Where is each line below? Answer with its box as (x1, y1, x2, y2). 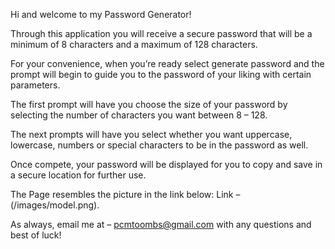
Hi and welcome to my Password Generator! (10, 9, 192, 20)
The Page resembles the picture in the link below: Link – (10, 189, 241, 200)
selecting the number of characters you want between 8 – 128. (10, 109, 268, 121)
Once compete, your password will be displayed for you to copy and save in (10, 159, 323, 170)
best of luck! (10, 229, 62, 241)
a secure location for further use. (10, 169, 147, 181)
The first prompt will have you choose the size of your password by (10, 99, 288, 110)
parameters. (10, 79, 61, 91)
